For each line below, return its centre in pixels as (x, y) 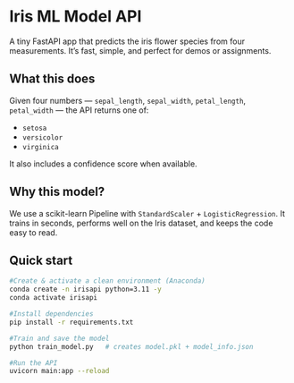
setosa (34, 128)
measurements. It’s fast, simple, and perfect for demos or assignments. (140, 50)
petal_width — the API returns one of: (79, 110)
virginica (41, 147)
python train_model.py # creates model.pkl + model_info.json (131, 346)
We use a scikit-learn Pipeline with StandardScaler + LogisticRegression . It (147, 213)
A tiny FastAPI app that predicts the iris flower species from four (127, 41)
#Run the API (34, 363)
